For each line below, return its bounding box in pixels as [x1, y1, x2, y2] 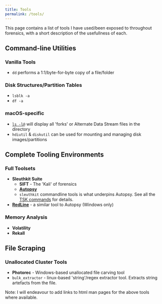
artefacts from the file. [12, 280, 57, 286]
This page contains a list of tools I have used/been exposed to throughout [5, 25, 152, 31]
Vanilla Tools [5, 59, 36, 65]
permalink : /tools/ [5, 12, 44, 16]
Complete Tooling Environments [5, 151, 104, 159]
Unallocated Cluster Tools [5, 259, 67, 266]
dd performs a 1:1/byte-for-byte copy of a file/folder [12, 70, 115, 76]
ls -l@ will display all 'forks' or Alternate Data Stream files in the [12, 121, 140, 127]
